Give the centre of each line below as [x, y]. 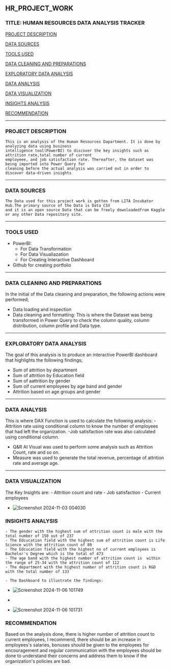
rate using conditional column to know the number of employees [90, 426]
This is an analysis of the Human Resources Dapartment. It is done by [83, 142]
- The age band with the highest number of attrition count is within [83, 558]
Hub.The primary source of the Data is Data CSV [58, 206]
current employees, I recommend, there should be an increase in [73, 639]
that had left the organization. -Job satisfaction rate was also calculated [80, 432]
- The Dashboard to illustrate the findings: [54, 581]
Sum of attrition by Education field [48, 376]
